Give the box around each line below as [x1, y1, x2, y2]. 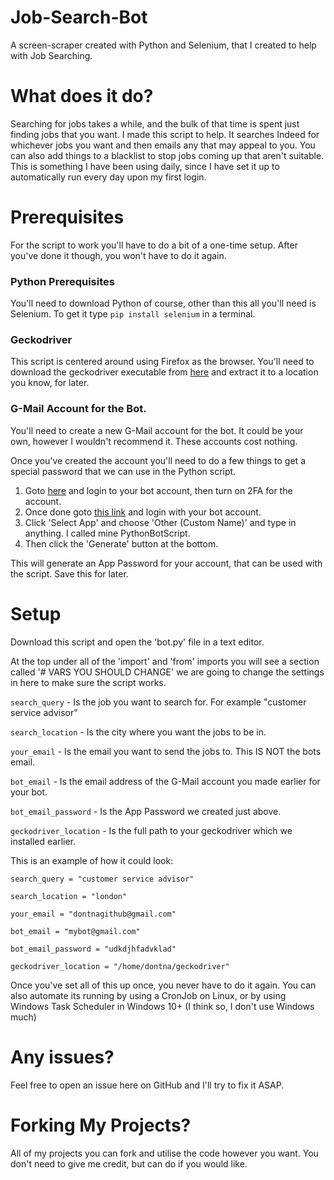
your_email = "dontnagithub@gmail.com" [10, 909, 177, 919]
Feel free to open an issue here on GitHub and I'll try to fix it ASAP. [10, 1079, 285, 1091]
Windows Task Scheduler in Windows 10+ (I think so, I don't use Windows [10, 1000, 315, 1012]
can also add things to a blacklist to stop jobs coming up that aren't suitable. [10, 149, 325, 161]
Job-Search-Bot [10, 6, 148, 29]
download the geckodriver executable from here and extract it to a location [10, 366, 319, 378]
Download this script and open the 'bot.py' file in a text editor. [10, 636, 265, 648]
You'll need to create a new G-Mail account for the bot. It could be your [10, 424, 304, 436]
